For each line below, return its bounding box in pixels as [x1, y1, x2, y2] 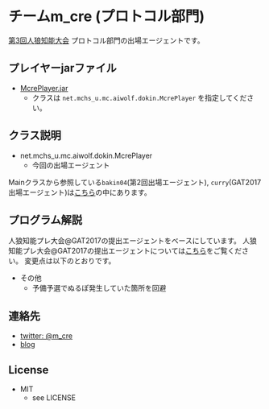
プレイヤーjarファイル [8, 61, 117, 75]
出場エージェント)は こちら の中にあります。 [8, 187, 151, 197]
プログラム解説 [8, 213, 83, 226]
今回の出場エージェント [31, 160, 110, 170]
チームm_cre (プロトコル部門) [8, 7, 205, 26]
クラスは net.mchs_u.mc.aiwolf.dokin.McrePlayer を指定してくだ [31, 93, 247, 102]
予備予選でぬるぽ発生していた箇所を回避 [31, 283, 167, 293]
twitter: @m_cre [19, 331, 73, 341]
